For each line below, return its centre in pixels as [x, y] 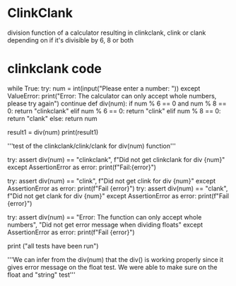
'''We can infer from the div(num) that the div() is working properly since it [116, 259]
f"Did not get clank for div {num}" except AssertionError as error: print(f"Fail [118, 195]
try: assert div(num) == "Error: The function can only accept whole [105, 217]
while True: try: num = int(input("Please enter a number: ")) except [104, 88]
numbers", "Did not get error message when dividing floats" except [105, 224]
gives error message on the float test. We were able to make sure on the [112, 267]
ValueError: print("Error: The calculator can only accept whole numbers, [112, 96]
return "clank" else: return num [52, 118]
